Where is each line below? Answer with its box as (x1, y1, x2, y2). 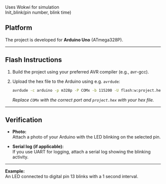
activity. (12, 154, 29, 160)
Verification (5, 115, 42, 124)
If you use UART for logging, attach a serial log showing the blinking (12, 149, 151, 155)
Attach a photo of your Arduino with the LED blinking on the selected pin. (12, 134, 161, 140)
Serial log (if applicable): (12, 144, 64, 149)
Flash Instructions (5, 56, 62, 64)
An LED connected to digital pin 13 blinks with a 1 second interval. (5, 174, 138, 180)
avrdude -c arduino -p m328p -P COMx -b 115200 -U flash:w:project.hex (12, 88, 163, 93)
